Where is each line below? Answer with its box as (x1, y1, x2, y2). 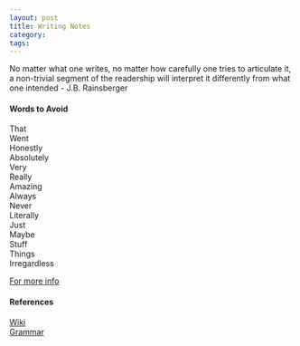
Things (9, 248, 35, 259)
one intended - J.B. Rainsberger (9, 82, 128, 93)
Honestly (9, 142, 43, 154)
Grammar (9, 326, 45, 337)
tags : (9, 38, 30, 48)
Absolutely (9, 152, 50, 163)
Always (9, 191, 37, 202)
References (9, 296, 54, 308)
